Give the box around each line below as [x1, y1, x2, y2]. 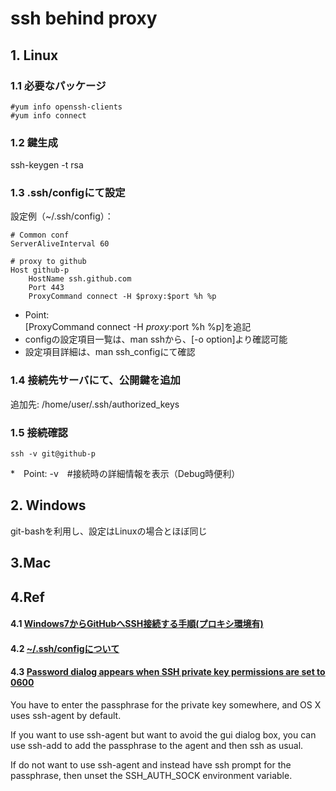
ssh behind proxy [10, 7, 158, 30]
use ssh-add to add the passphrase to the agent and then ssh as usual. [10, 740, 304, 752]
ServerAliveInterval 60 [10, 239, 110, 249]
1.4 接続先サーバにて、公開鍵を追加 [10, 373, 181, 387]
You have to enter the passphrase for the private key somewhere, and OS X [10, 699, 322, 711]
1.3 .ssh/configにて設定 [10, 186, 126, 200]
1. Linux [10, 47, 59, 64]
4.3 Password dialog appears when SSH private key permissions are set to [10, 666, 326, 678]
